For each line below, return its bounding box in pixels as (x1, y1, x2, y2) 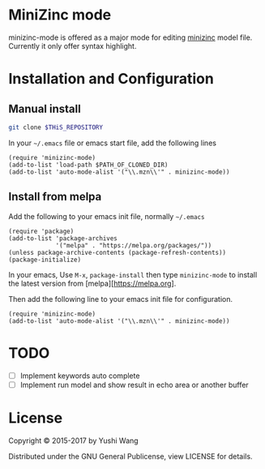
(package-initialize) (8, 256, 82, 264)
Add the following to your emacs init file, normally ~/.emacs (8, 211, 205, 221)
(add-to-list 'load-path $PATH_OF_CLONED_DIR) (8, 161, 169, 169)
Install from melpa (8, 190, 102, 204)
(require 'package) (8, 227, 75, 235)
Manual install (8, 101, 81, 115)
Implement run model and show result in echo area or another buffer (19, 380, 249, 389)
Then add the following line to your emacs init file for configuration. (8, 294, 233, 303)
